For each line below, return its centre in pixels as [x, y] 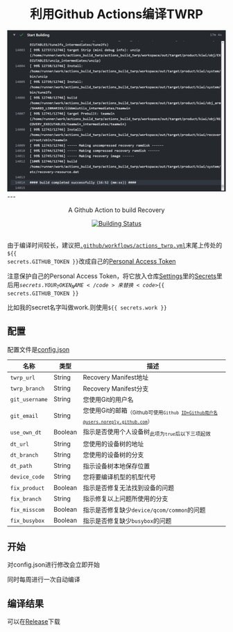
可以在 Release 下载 [34, 622]
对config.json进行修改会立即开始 [54, 565]
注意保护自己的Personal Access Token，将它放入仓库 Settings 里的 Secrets [112, 276]
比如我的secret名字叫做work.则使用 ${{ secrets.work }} [87, 307]
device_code [27, 477]
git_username [29, 400]
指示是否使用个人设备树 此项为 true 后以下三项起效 [147, 432]
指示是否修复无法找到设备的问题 [129, 488]
